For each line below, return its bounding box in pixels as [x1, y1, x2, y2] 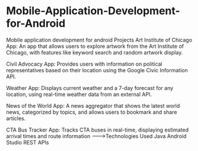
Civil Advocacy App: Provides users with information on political [6, 60, 163, 68]
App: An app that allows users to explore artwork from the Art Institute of [6, 43, 184, 50]
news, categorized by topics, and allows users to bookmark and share [6, 108, 177, 115]
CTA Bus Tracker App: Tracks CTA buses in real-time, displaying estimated [6, 126, 189, 133]
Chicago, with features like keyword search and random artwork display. [6, 49, 183, 56]
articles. [6, 114, 26, 122]
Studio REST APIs [6, 139, 49, 146]
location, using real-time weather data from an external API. [6, 91, 152, 98]
